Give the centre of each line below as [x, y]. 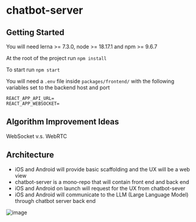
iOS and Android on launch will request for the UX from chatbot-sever [100, 188]
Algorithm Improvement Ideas [63, 122]
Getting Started [35, 32]
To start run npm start [33, 70]
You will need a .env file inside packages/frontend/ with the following [90, 81]
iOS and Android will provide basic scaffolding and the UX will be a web [102, 169]
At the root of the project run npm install [56, 58]
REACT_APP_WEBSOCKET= [33, 104]
